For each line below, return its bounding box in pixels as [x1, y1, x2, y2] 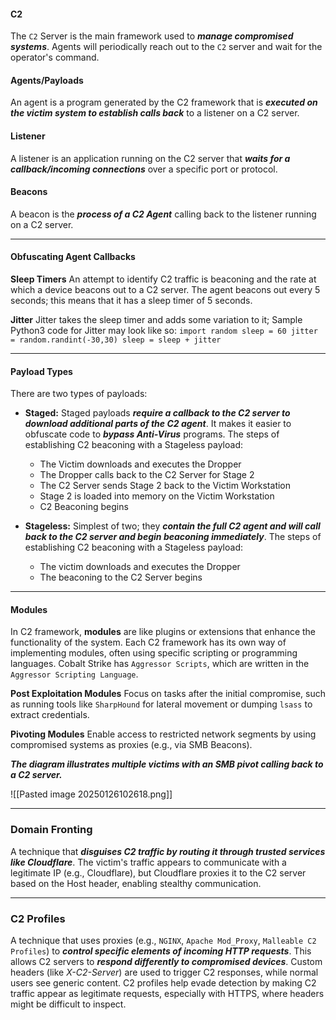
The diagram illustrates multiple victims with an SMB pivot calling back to [10, 758, 324, 770]
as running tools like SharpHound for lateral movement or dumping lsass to [10, 698, 313, 710]
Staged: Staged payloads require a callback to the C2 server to [24, 407, 291, 419]
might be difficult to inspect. [10, 998, 127, 1010]
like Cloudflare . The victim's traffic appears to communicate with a [10, 856, 287, 868]
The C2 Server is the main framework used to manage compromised [10, 30, 294, 42]
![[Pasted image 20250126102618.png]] [10, 788, 173, 800]
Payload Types [10, 365, 73, 377]
